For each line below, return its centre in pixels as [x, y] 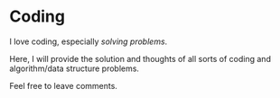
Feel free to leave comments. [63, 85]
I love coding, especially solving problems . [89, 41]
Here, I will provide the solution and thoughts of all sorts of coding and [140, 58]
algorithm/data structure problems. [75, 68]
